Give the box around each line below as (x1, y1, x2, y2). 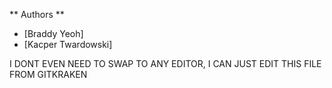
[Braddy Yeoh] (23, 28, 84, 39)
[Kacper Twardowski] (23, 39, 113, 50)
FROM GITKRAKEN (9, 69, 88, 80)
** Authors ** (9, 9, 65, 20)
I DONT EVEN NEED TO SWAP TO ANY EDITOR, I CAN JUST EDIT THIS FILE (9, 58, 322, 69)
